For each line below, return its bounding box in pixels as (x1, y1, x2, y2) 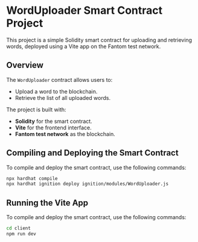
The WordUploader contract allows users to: (6, 76, 113, 83)
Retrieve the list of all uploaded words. (14, 94, 110, 101)
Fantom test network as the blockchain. (14, 130, 116, 137)
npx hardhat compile (6, 175, 59, 181)
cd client (6, 225, 31, 232)
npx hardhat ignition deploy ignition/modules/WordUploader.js (6, 181, 169, 187)
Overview (6, 60, 44, 70)
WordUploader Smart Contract (6, 4, 163, 17)
